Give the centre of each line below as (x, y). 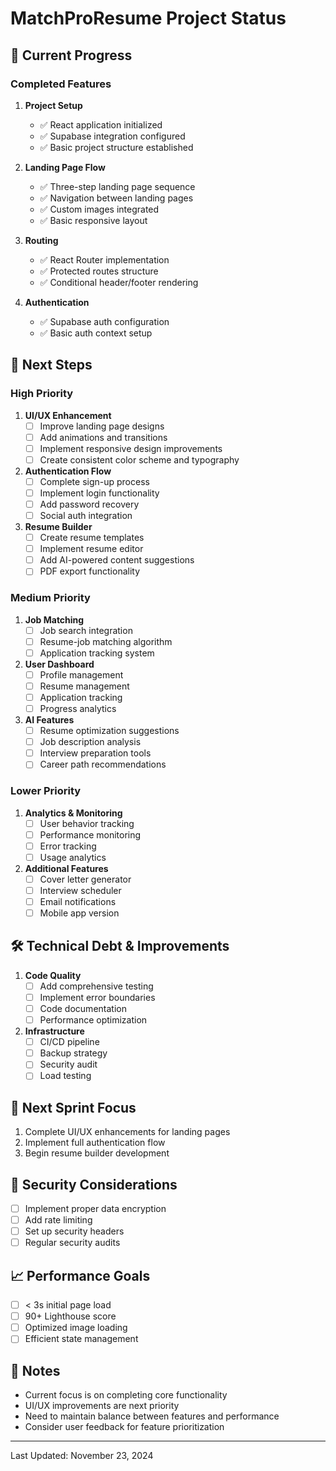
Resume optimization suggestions (109, 731)
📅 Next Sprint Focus (73, 1107)
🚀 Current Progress (71, 55)
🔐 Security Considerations (94, 1184)
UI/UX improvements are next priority (102, 1406)
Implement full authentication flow (95, 1143)
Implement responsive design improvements (131, 448)
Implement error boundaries (97, 997)
